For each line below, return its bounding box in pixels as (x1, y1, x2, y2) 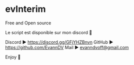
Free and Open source (5, 20, 51, 26)
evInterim (5, 3, 46, 15)
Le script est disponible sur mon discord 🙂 (5, 29, 92, 35)
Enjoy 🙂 (5, 54, 21, 60)
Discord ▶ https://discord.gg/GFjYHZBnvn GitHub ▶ (5, 39, 113, 45)
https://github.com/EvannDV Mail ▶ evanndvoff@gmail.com (5, 44, 129, 50)
